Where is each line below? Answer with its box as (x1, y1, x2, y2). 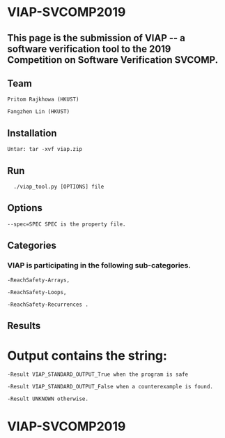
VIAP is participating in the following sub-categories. (7, 261, 192, 270)
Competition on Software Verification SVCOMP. (7, 54, 219, 66)
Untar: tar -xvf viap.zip (7, 146, 82, 153)
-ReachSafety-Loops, (7, 289, 68, 295)
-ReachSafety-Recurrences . (7, 301, 89, 308)
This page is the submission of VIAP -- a (7, 32, 186, 44)
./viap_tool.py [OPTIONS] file (13, 183, 104, 191)
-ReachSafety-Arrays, (7, 277, 70, 284)
